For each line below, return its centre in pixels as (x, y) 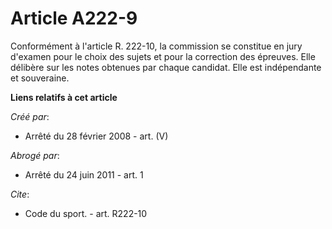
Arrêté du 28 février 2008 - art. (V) (96, 136)
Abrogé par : (35, 155)
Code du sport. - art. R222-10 (86, 213)
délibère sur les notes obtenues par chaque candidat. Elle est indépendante (166, 67)
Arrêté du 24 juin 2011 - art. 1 (84, 174)
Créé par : (30, 116)
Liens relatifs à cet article (64, 97)
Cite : (20, 194)
